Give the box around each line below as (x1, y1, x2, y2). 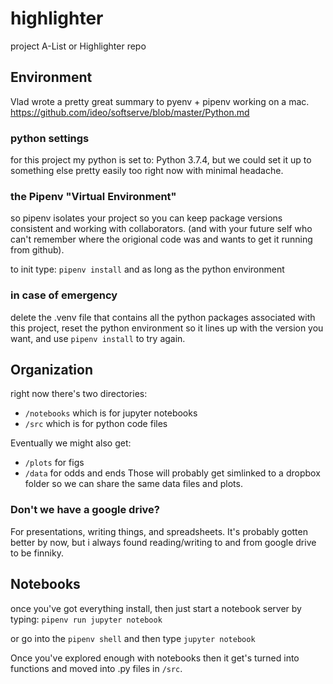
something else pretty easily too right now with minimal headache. (10, 165, 284, 177)
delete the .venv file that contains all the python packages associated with (10, 311, 316, 323)
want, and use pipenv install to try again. (10, 332, 186, 344)
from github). (10, 244, 65, 256)
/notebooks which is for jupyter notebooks (24, 407, 198, 419)
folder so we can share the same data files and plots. (24, 478, 243, 490)
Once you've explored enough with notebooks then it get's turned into (10, 652, 300, 664)
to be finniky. (10, 547, 64, 559)
